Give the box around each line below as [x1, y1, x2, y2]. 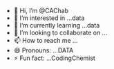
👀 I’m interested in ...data [13, 14, 85, 22]
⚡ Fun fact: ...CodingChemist [13, 54, 95, 62]
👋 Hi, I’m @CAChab [13, 7, 69, 14]
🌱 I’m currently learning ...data [13, 21, 100, 29]
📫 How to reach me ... [13, 37, 78, 44]
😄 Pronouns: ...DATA [13, 46, 74, 55]
